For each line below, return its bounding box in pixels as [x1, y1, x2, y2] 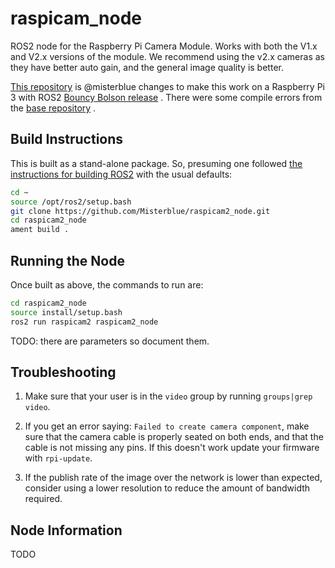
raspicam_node [10, 7, 142, 30]
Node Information [10, 522, 123, 539]
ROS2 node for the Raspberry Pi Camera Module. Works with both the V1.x [10, 40, 318, 52]
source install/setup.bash [10, 307, 123, 317]
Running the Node [10, 252, 125, 269]
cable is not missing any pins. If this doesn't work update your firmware [24, 442, 320, 454]
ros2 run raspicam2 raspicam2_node [10, 317, 159, 327]
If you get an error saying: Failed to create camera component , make [24, 420, 310, 432]
